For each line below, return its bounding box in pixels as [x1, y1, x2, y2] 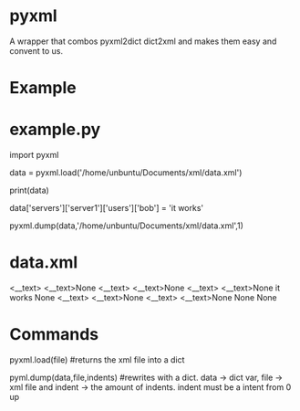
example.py [9, 120, 101, 140]
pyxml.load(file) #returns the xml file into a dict [9, 353, 185, 365]
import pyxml [9, 150, 59, 161]
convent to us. [9, 45, 64, 56]
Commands [9, 324, 99, 345]
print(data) [9, 184, 50, 196]
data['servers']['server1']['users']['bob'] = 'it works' [9, 203, 204, 214]
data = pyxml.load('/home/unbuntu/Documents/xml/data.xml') [9, 167, 243, 178]
